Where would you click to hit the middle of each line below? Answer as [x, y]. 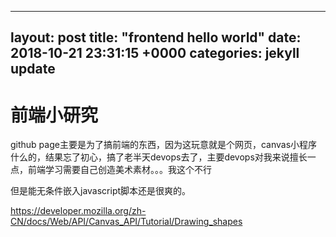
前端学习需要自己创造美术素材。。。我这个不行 [119, 170]
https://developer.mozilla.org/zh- [78, 211]
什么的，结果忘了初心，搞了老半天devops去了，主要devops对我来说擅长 [159, 157]
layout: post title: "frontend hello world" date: [156, 37]
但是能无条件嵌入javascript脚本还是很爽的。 [101, 191]
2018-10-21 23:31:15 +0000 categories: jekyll [155, 53]
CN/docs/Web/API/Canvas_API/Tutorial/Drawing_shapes [126, 222]
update [33, 69]
